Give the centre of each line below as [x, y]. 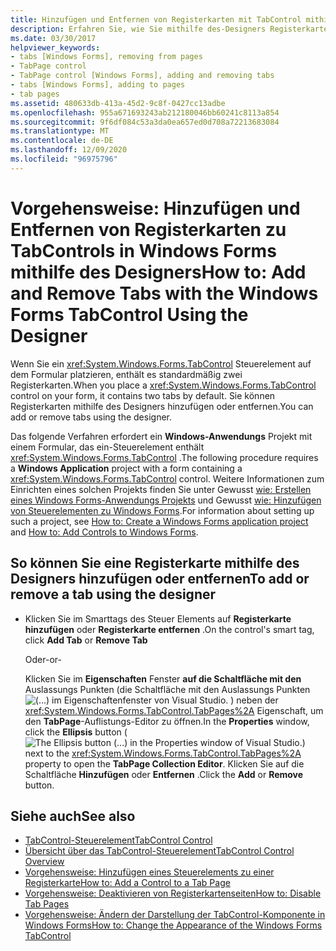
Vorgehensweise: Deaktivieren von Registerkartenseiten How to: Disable [173, 893]
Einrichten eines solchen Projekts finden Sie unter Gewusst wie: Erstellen [161, 489]
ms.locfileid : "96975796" [64, 159]
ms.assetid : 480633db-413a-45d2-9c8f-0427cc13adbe [118, 103]
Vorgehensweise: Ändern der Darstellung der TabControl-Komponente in [175, 915]
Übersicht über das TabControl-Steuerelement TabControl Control [159, 851]
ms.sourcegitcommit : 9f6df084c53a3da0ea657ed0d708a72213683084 [145, 122]
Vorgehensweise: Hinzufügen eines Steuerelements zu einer [149, 872]
